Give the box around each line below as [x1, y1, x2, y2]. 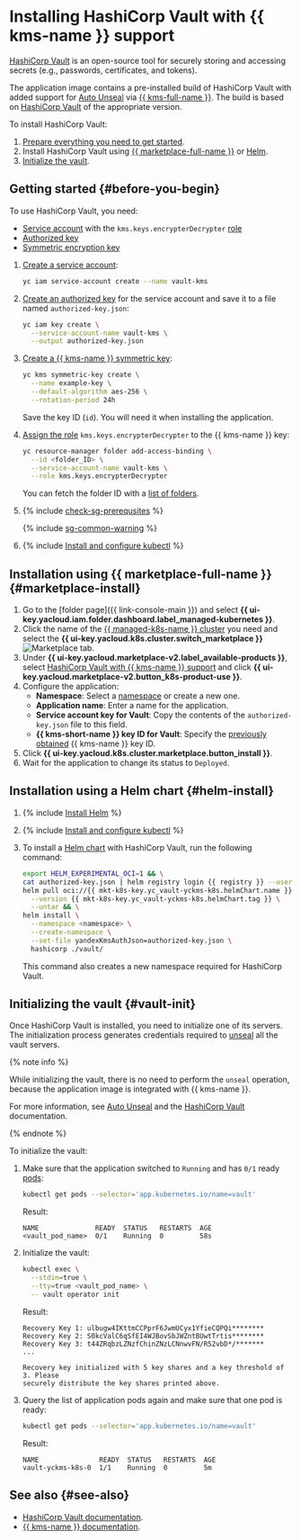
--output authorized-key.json [31, 337, 144, 346]
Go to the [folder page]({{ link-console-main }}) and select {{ [22, 605, 249, 616]
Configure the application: [22, 681, 120, 692]
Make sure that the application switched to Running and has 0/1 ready [22, 1163, 280, 1174]
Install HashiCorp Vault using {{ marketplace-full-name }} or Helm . [22, 146, 269, 157]
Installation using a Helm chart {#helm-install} [9, 783, 274, 798]
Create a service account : [22, 259, 119, 270]
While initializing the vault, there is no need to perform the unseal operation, [9, 1074, 290, 1085]
